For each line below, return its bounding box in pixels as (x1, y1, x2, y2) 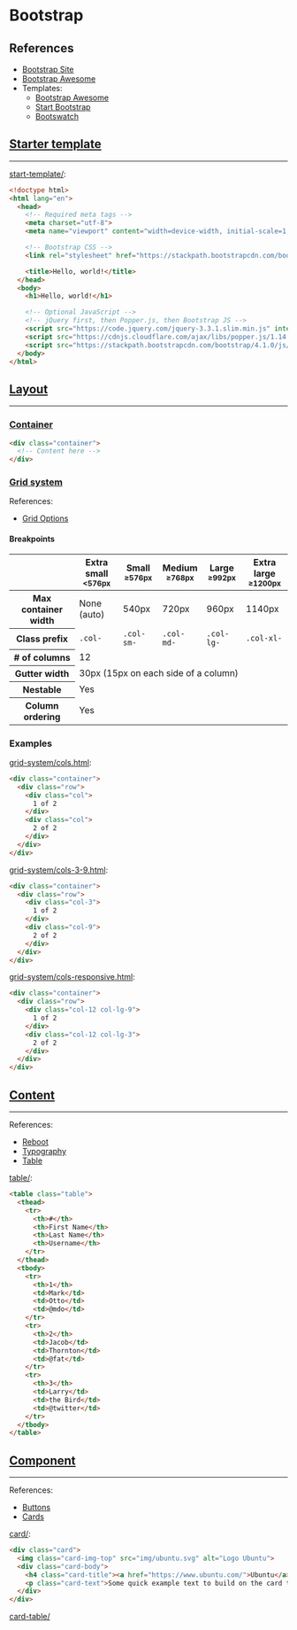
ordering (23, 710, 61, 723)
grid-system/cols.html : (9, 757, 92, 767)
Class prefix (16, 633, 69, 645)
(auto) (79, 608, 105, 620)
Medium (162, 562, 198, 574)
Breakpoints (9, 533, 56, 545)
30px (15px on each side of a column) (79, 666, 239, 679)
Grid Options (21, 513, 69, 524)
